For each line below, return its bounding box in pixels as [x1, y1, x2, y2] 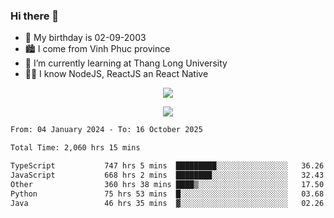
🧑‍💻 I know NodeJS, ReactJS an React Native [24, 68, 209, 80]
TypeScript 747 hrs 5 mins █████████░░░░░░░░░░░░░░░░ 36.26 [10, 161, 325, 171]
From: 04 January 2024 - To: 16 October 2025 [10, 125, 203, 135]
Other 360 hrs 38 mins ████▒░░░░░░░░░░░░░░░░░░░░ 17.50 [10, 179, 325, 189]
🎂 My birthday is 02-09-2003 [24, 32, 147, 44]
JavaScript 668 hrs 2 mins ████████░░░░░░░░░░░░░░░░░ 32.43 [10, 170, 325, 180]
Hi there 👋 [10, 9, 60, 23]
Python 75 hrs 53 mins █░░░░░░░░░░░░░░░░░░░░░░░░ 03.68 [10, 189, 325, 199]
